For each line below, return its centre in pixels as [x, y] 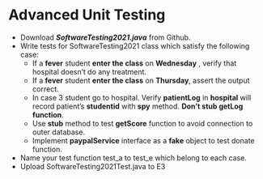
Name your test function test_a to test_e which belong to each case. [133, 158]
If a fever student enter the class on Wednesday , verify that [134, 63]
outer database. [59, 132]
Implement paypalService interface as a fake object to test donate [143, 140]
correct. [45, 89]
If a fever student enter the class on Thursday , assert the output [141, 80]
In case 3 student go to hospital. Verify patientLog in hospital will [142, 97]
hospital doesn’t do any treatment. [89, 71]
